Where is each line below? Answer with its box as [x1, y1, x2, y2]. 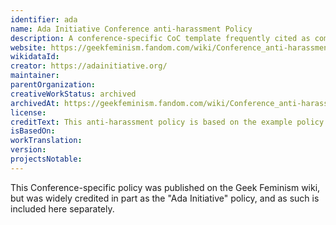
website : [10, 42, 47, 53]
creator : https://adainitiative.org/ [10, 61, 168, 71]
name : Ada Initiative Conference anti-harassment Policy [10, 24, 253, 34]
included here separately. [10, 202, 115, 215]
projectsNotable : [10, 154, 83, 164]
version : [10, 145, 47, 155]
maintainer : [10, 71, 60, 81]
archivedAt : [10, 98, 60, 108]
